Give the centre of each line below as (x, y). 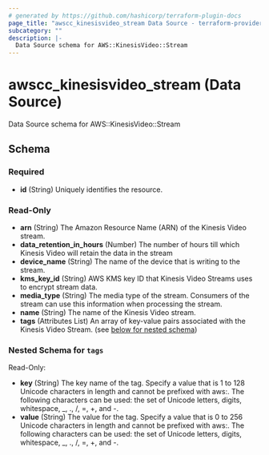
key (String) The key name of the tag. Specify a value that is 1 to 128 (132, 383)
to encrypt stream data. (58, 287)
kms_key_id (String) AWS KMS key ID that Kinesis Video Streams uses (136, 279)
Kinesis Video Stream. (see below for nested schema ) (108, 329)
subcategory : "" (35, 30)
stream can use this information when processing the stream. (121, 304)
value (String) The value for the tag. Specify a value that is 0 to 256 (131, 417)
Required (26, 172)
